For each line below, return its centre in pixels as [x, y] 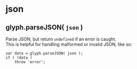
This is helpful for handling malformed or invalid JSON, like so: [69, 44]
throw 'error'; [30, 62]
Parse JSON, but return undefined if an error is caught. [61, 39]
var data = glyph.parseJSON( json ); [44, 53]
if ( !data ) [19, 58]
